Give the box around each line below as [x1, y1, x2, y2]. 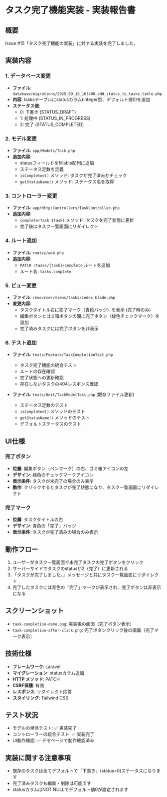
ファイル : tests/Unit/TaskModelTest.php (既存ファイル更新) [12, 391, 135, 397]
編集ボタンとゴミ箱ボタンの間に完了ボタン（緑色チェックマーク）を [19, 313, 160, 319]
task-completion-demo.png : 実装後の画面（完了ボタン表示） [12, 620, 135, 626]
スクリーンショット [5, 606, 64, 615]
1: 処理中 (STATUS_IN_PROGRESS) [19, 115, 91, 121]
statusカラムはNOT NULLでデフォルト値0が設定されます [12, 786, 129, 792]
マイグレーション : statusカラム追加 [12, 669, 84, 675]
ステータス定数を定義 [19, 166, 64, 172]
